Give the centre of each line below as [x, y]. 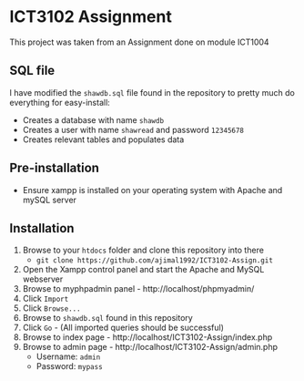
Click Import [46, 299]
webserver [43, 279]
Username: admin [68, 356]
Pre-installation [55, 168]
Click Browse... [51, 308]
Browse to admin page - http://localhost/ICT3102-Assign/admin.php [150, 347]
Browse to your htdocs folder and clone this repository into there [143, 250]
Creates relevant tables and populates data [103, 139]
